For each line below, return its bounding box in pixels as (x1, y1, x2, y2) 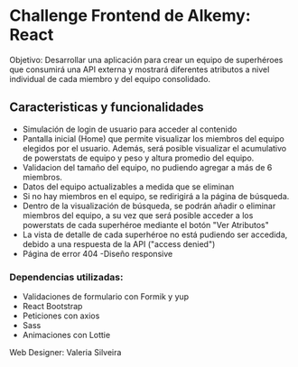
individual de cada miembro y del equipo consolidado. (9, 73, 210, 84)
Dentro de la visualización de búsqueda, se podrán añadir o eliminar (22, 200, 276, 211)
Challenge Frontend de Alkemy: (9, 5, 251, 26)
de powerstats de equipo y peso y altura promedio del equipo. (22, 152, 255, 163)
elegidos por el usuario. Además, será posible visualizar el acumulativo (22, 142, 287, 153)
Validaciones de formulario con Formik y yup (22, 291, 190, 302)
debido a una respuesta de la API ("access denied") (22, 238, 216, 249)
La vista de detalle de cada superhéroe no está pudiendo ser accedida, (22, 229, 288, 240)
